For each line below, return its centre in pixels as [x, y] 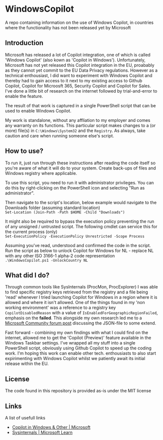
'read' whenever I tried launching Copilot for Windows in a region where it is [81, 297]
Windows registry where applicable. [41, 173]
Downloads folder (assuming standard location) [53, 208]
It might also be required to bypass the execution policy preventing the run [80, 221]
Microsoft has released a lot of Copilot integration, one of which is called [78, 55]
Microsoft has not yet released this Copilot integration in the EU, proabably [80, 65]
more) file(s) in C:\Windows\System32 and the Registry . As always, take [75, 131]
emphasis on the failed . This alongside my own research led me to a [73, 318]
